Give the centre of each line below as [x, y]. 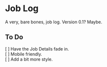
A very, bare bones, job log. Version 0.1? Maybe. [54, 22]
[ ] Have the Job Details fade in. [37, 49]
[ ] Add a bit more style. [29, 59]
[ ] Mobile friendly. [24, 54]
